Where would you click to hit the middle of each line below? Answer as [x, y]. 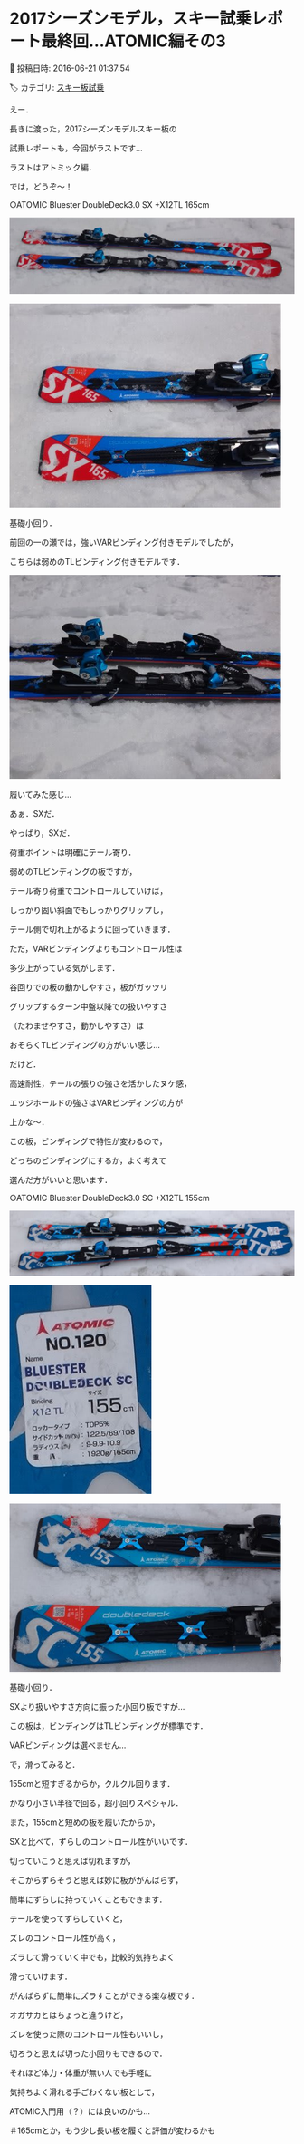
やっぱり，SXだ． [42, 833]
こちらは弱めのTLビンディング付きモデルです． [97, 562]
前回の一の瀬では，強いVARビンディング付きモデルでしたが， [123, 543]
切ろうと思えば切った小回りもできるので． [88, 2053]
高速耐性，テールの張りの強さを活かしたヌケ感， [100, 1083]
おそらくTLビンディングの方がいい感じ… [85, 1045]
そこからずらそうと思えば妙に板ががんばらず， [96, 1880]
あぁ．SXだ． [34, 814]
